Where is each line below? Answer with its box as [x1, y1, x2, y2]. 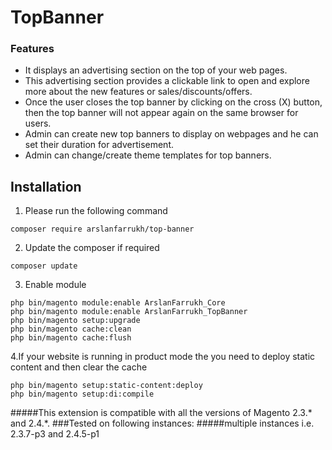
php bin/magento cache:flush [10, 333, 132, 343]
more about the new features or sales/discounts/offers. [24, 86, 253, 98]
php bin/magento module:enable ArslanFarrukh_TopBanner [10, 307, 248, 317]
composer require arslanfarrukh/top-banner [10, 224, 195, 235]
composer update [10, 261, 78, 271]
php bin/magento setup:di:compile [10, 389, 155, 400]
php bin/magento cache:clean [10, 324, 132, 335]
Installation [10, 178, 82, 195]
